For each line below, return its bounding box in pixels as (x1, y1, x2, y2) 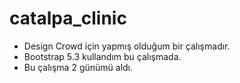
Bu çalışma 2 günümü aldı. (23, 61, 134, 73)
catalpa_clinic (9, 7, 127, 30)
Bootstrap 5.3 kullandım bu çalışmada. (23, 50, 182, 62)
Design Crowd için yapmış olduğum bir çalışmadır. (23, 40, 231, 52)
